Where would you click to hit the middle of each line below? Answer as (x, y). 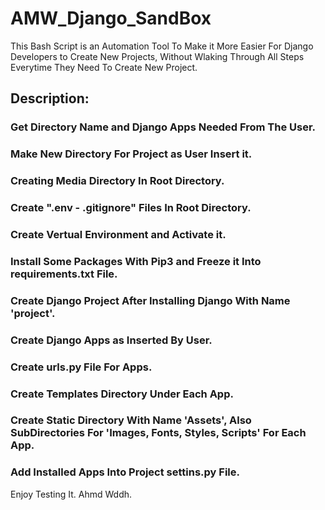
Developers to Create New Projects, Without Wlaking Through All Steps (157, 56)
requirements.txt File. (64, 274)
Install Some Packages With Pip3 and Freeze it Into (136, 261)
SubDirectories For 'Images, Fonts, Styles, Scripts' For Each (158, 433)
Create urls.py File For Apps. (81, 367)
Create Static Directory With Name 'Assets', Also (131, 420)
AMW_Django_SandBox (111, 18)
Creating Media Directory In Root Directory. (117, 181)
